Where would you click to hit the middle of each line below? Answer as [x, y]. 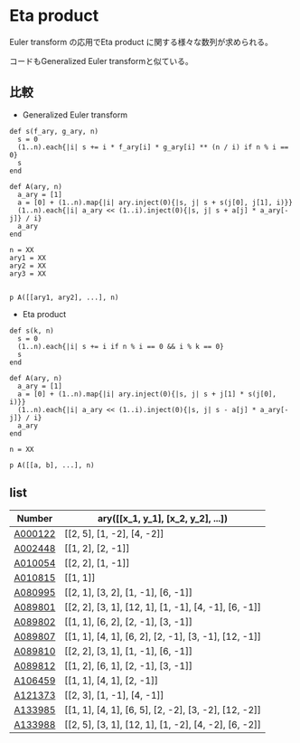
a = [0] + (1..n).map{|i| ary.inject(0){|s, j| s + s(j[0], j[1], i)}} [155, 202]
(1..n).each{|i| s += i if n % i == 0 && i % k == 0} [121, 346]
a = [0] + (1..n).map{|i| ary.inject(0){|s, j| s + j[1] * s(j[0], [147, 394]
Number [35, 518]
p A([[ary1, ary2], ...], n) [64, 297]
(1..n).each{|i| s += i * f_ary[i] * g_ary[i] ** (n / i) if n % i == [153, 147]
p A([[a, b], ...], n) [52, 465]
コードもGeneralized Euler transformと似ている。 [101, 61]
